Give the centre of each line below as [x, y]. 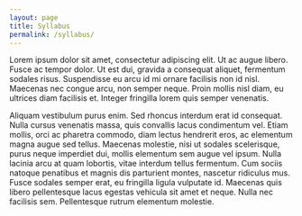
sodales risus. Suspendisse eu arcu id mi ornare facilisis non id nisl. [134, 79]
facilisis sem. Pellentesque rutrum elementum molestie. [112, 202]
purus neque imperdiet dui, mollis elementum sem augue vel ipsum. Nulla [146, 154]
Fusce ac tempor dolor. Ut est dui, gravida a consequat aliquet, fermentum [147, 69]
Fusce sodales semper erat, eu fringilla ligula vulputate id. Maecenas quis [146, 183]
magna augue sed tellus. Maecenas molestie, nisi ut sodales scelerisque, [145, 144]
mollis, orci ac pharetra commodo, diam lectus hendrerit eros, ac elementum [151, 135]
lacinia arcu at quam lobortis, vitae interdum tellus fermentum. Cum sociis [146, 164]
